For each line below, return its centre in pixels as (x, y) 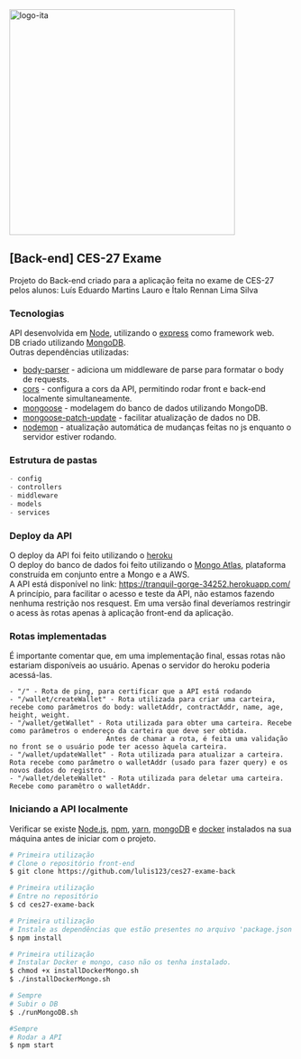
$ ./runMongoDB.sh (44, 1012)
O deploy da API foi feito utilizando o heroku (91, 555)
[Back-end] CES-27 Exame (86, 259)
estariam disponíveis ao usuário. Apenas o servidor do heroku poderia (140, 665)
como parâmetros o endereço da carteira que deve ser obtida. (128, 731)
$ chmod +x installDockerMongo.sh (74, 971)
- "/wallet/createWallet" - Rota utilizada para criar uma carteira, (143, 700)
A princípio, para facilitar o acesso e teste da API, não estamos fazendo (142, 594)
